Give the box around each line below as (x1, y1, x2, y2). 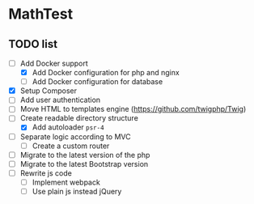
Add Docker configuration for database (32, 77, 163, 87)
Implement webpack (32, 177, 101, 187)
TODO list (8, 37, 58, 51)
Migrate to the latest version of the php (19, 150, 150, 159)
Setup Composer (19, 86, 77, 96)
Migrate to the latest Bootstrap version (19, 159, 149, 168)
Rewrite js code (19, 168, 73, 178)
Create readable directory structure (19, 113, 139, 123)
